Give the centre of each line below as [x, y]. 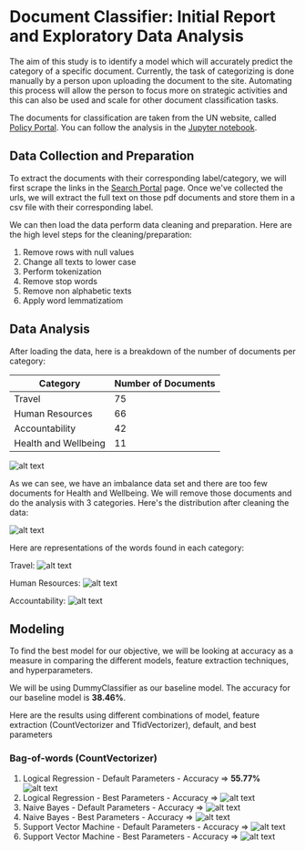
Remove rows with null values [78, 251]
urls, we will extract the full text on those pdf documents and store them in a [152, 197]
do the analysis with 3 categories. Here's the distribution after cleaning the [149, 502]
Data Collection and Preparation [102, 156]
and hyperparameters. [51, 671]
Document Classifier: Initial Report [142, 17]
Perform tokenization [62, 272]
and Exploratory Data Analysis [127, 36]
